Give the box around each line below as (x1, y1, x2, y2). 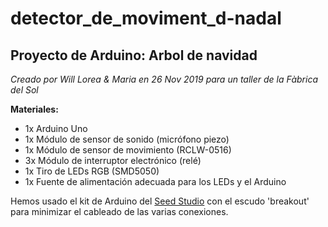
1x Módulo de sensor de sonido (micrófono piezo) (24, 133, 230, 145)
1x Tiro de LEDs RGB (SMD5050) (24, 165, 160, 177)
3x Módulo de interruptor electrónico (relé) (24, 155, 202, 166)
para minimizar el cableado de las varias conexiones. (10, 206, 229, 217)
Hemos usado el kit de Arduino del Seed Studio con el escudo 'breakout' (10, 195, 310, 207)
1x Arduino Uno (24, 123, 88, 134)
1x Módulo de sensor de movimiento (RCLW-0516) (24, 144, 232, 156)
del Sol (10, 84, 39, 96)
